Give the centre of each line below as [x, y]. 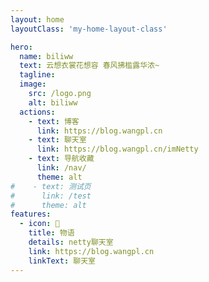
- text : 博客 [54, 121]
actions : [37, 112]
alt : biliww [53, 102]
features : [31, 214]
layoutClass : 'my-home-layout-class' [89, 29]
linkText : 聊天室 [62, 261]
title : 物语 [51, 233]
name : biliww [46, 56]
